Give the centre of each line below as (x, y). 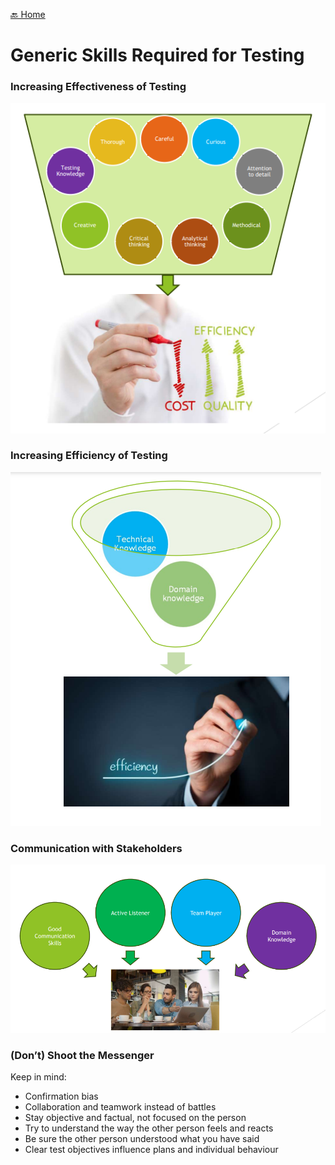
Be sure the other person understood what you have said (142, 1138)
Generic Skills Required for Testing (157, 55)
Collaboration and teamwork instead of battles (120, 1106)
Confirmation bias (61, 1096)
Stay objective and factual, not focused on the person (135, 1117)
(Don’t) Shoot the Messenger (82, 1055)
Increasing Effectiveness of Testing (98, 87)
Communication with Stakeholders (96, 848)
